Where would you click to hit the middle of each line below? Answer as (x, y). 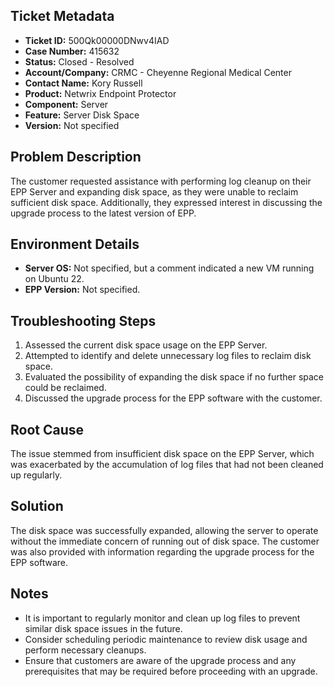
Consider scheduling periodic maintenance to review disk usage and (166, 639)
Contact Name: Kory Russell (83, 83)
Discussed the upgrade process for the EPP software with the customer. (173, 398)
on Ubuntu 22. (54, 279)
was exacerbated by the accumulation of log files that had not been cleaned (167, 465)
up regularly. (36, 475)
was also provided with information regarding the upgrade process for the (162, 551)
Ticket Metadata (62, 16)
